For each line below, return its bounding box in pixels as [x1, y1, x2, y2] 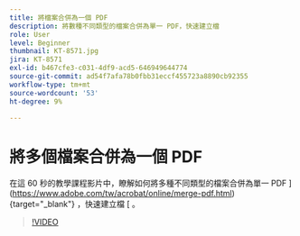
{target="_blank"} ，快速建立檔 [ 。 [9, 199, 140, 210]
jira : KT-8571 [9, 55, 63, 64]
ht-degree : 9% [9, 96, 63, 106]
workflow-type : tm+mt [9, 80, 91, 89]
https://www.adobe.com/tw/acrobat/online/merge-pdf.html [12, 188, 232, 199]
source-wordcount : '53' [9, 88, 99, 97]
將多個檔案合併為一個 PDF [9, 146, 203, 167]
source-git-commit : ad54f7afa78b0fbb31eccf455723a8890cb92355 [9, 72, 248, 81]
